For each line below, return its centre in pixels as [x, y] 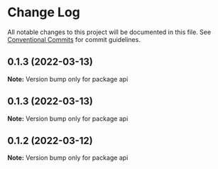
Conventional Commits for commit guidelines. [74, 39]
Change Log [44, 12]
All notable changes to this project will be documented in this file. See [109, 32]
